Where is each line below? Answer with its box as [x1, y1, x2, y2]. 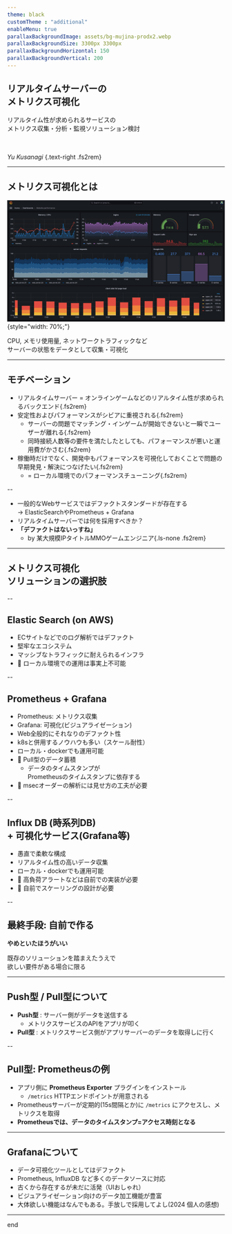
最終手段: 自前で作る [7, 919, 95, 932]
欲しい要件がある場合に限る [7, 962, 86, 970]
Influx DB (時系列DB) [7, 817, 97, 829]
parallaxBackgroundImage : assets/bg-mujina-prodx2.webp [7, 33, 171, 40]
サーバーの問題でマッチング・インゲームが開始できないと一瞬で [27, 419, 209, 427]
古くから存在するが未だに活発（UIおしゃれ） [17, 1183, 145, 1191]
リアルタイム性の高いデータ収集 [17, 858, 108, 867]
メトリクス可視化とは [7, 181, 98, 193]
